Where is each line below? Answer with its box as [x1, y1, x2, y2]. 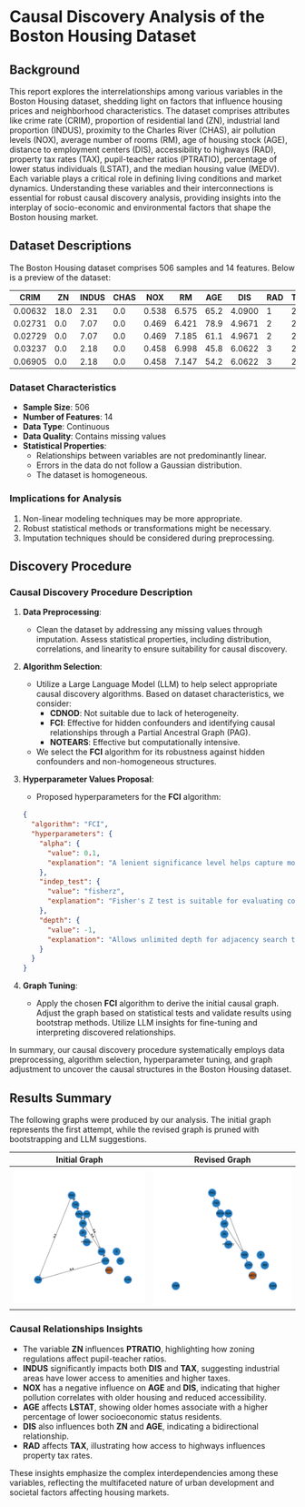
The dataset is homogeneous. [35, 470, 148, 480]
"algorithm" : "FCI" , [31, 820, 109, 829]
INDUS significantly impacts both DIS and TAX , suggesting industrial [22, 1362, 280, 1373]
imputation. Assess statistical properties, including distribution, [35, 634, 272, 645]
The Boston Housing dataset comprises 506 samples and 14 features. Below [9, 262, 295, 273]
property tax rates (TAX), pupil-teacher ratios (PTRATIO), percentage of [9, 154, 278, 165]
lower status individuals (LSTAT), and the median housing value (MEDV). [9, 164, 280, 174]
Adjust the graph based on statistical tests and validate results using [35, 1007, 292, 1018]
